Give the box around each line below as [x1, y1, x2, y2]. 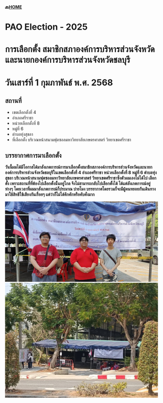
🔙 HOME [5, 4, 22, 10]
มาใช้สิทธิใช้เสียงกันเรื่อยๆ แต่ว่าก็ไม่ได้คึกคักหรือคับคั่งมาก [5, 192, 95, 198]
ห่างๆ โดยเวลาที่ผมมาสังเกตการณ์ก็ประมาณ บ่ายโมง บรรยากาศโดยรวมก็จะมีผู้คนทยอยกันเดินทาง [5, 186, 156, 192]
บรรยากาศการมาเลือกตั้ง [5, 151, 62, 160]
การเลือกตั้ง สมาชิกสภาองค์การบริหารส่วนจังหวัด [5, 44, 155, 55]
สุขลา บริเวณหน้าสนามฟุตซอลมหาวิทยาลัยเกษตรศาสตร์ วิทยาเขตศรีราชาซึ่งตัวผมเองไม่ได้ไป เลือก [5, 175, 157, 181]
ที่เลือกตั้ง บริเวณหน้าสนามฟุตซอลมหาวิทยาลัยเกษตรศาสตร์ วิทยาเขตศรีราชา [12, 137, 131, 143]
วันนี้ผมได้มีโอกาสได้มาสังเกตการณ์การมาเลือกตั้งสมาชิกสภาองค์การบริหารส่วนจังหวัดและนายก [5, 164, 153, 170]
